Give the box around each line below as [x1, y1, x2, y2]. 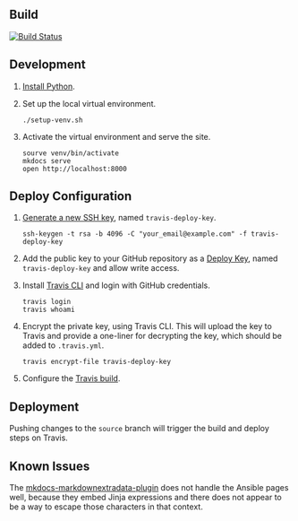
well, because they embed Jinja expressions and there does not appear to [9, 492, 282, 503]
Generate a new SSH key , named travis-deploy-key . [21, 213, 217, 223]
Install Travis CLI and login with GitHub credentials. [21, 280, 210, 291]
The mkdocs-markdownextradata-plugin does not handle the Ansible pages [9, 482, 289, 493]
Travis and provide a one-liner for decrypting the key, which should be [21, 331, 282, 342]
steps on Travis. [9, 432, 69, 443]
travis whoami [21, 305, 75, 315]
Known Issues [9, 458, 90, 473]
